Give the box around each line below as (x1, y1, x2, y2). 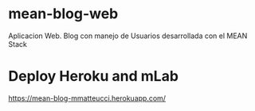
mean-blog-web (8, 5, 119, 23)
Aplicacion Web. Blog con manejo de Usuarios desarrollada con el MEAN (8, 31, 248, 40)
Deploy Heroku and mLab (8, 67, 179, 86)
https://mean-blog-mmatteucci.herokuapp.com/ (8, 93, 166, 103)
